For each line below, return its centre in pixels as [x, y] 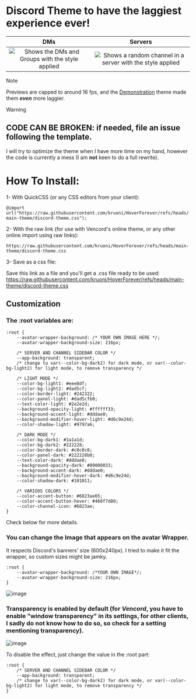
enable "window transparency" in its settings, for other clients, [97, 616]
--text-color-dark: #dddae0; [52, 461]
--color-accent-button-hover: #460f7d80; [67, 501]
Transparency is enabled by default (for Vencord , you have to [95, 608]
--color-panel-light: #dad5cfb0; [57, 399]
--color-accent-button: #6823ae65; [60, 496]
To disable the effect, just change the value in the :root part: [78, 654]
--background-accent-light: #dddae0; [62, 414]
